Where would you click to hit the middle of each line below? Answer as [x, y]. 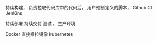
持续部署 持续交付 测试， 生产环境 [40, 24]
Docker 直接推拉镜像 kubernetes [39, 34]
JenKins [14, 13]
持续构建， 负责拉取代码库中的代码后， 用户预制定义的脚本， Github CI [79, 7]
